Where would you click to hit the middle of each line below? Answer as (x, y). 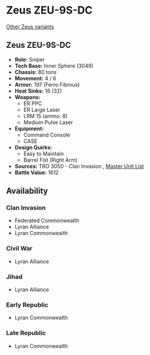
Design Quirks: (33, 147)
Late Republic (26, 333)
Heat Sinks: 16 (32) (38, 91)
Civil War (19, 249)
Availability (27, 191)
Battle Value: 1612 (36, 172)
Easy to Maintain (44, 154)
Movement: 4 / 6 (35, 78)
